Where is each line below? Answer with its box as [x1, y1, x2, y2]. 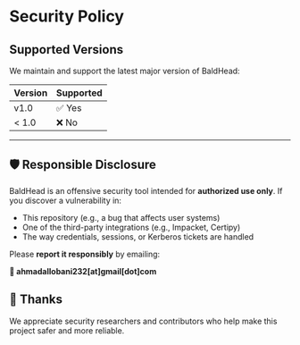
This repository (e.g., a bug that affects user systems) [21, 212, 221, 223]
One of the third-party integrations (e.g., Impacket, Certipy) [21, 222, 241, 232]
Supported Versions [9, 42, 123, 57]
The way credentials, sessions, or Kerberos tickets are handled [21, 231, 254, 242]
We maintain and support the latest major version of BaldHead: [9, 65, 240, 76]
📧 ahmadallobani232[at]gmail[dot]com [9, 265, 157, 276]
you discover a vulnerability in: [9, 195, 122, 206]
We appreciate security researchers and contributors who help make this [9, 316, 278, 326]
